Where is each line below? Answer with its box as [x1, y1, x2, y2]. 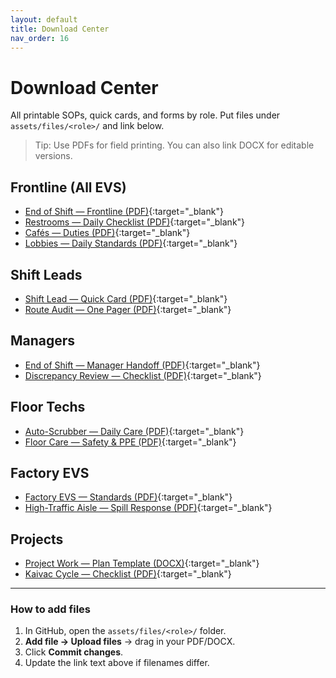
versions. [34, 150, 73, 162]
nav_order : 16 [10, 33, 70, 43]
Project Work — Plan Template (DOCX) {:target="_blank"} [24, 557, 260, 570]
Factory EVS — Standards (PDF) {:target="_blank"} [24, 491, 233, 503]
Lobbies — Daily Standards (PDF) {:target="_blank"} [24, 237, 238, 250]
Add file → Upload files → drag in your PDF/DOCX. [24, 636, 236, 648]
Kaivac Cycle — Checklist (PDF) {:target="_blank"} [24, 568, 232, 580]
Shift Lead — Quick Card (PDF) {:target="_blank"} [24, 292, 228, 305]
